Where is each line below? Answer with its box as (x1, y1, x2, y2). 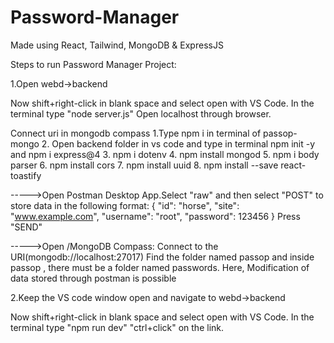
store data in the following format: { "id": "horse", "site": (10, 199, 240, 211)
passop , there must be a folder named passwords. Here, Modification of (10, 261, 310, 273)
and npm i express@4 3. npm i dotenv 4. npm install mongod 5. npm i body (10, 148, 320, 160)
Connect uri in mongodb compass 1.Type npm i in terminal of (10, 127, 262, 139)
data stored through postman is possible (10, 272, 177, 284)
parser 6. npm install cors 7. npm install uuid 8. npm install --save (10, 159, 279, 171)
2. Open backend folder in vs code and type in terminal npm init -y (41, 137, 316, 150)
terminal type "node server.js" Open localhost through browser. (10, 107, 272, 120)
